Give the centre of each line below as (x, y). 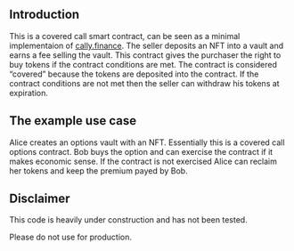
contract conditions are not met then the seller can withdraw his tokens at (144, 83)
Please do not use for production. (70, 237)
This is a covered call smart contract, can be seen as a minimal (125, 36)
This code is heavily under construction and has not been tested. (128, 220)
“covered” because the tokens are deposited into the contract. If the (134, 74)
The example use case (73, 121)
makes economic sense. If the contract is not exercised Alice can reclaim (143, 161)
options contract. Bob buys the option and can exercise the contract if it (141, 151)
